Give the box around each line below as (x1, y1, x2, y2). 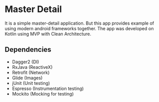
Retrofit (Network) (12, 69, 50, 75)
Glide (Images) (12, 74, 43, 81)
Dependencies (5, 45, 51, 54)
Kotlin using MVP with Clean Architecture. (5, 31, 92, 37)
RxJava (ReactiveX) (12, 64, 53, 70)
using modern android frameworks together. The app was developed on (5, 25, 154, 31)
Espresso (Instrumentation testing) (12, 85, 84, 91)
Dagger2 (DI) (12, 59, 39, 65)
